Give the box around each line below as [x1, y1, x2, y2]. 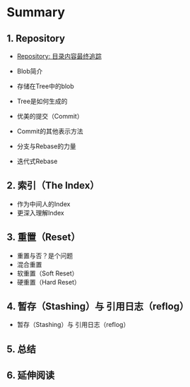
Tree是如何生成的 [16, 97, 68, 105]
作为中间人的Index [16, 199, 71, 208]
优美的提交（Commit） [16, 112, 83, 120]
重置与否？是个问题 [16, 251, 73, 260]
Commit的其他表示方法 [16, 127, 83, 135]
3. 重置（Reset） [6, 231, 81, 244]
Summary [6, 4, 65, 20]
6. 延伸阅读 [6, 369, 55, 381]
